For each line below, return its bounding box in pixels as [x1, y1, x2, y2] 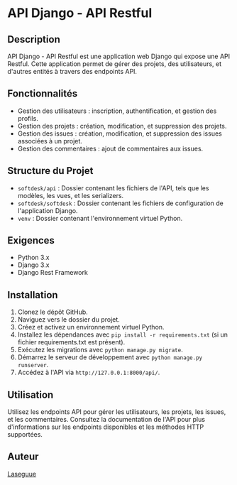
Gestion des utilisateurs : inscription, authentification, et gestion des [17, 107, 217, 115]
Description [7, 33, 60, 45]
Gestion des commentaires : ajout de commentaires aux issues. [17, 144, 204, 153]
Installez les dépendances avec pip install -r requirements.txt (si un [17, 330, 228, 339]
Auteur [7, 451, 39, 463]
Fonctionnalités [7, 87, 78, 100]
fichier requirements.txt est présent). [17, 338, 126, 347]
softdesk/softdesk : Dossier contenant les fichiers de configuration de [17, 199, 224, 207]
